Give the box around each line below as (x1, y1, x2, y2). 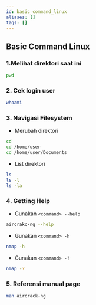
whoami (6, 100, 22, 106)
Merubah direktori (14, 127, 59, 135)
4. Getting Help (6, 196, 50, 205)
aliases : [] (6, 14, 35, 20)
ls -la (6, 182, 22, 189)
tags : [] (6, 19, 28, 25)
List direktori (14, 160, 45, 168)
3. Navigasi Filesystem (6, 114, 72, 122)
